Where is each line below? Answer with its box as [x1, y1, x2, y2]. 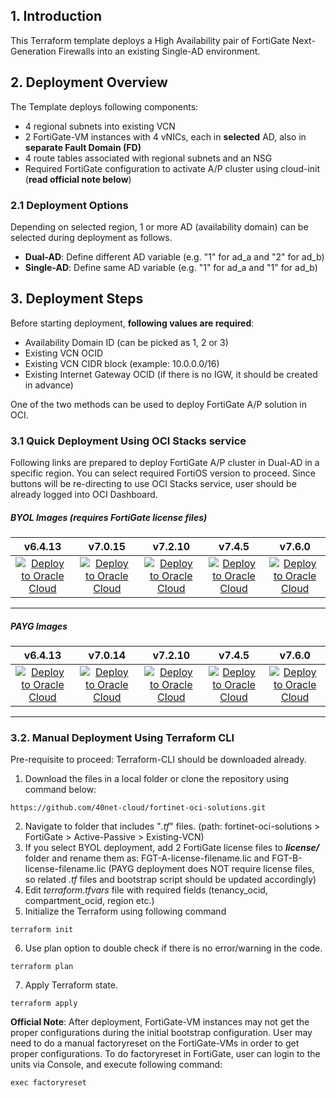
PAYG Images [10, 620, 68, 632]
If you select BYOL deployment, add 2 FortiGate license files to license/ [24, 842, 320, 854]
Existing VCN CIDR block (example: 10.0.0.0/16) [24, 357, 220, 369]
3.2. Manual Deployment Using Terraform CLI [10, 730, 235, 744]
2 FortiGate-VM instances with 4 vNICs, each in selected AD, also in [24, 130, 307, 143]
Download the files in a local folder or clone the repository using [24, 773, 290, 785]
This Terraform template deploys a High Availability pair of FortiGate [10, 34, 290, 46]
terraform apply [10, 999, 78, 1009]
